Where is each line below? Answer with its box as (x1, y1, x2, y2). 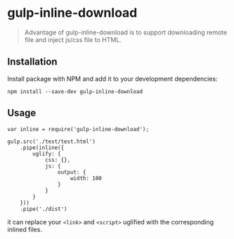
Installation (7, 56, 58, 68)
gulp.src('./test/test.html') (7, 138, 96, 145)
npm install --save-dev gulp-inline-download (7, 88, 143, 95)
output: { (57, 168, 86, 176)
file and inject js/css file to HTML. (24, 35, 122, 43)
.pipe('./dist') (20, 205, 68, 212)
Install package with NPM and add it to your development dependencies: (7, 74, 218, 83)
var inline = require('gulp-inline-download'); (7, 125, 150, 132)
